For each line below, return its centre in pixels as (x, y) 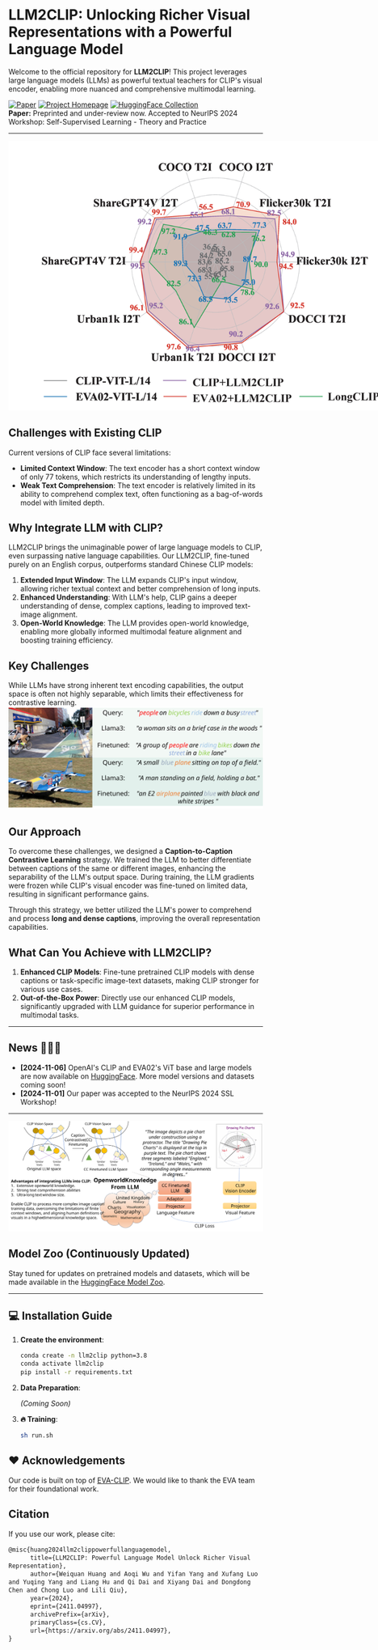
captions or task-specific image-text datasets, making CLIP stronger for (139, 981)
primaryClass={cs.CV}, (68, 1622)
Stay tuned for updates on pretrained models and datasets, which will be (129, 1273)
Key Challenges (49, 666)
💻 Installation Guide (61, 1316)
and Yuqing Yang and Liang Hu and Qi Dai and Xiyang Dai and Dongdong (130, 1582)
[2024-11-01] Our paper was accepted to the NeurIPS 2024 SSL (127, 1093)
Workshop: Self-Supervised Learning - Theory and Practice (108, 121)
